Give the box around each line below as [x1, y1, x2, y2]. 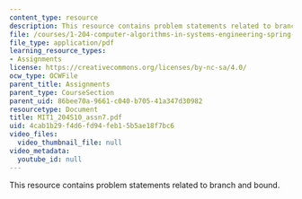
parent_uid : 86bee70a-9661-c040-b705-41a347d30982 [9, 96, 203, 106]
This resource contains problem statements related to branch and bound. [9, 179, 280, 190]
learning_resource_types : [9, 47, 106, 56]
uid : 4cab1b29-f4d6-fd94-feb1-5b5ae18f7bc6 [9, 122, 175, 131]
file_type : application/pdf [9, 38, 115, 48]
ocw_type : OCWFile [9, 72, 78, 81]
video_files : [9, 130, 58, 139]
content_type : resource [9, 13, 99, 22]
